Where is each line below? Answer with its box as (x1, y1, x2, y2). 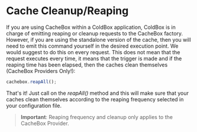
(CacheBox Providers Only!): (6, 67, 76, 74)
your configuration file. (6, 102, 62, 109)
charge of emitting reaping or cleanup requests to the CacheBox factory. (6, 29, 183, 37)
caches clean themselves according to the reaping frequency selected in (6, 95, 184, 103)
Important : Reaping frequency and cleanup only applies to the (20, 113, 173, 120)
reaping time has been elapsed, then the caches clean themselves (6, 61, 168, 68)
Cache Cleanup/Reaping (6, 4, 129, 18)
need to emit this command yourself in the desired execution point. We (6, 42, 179, 49)
